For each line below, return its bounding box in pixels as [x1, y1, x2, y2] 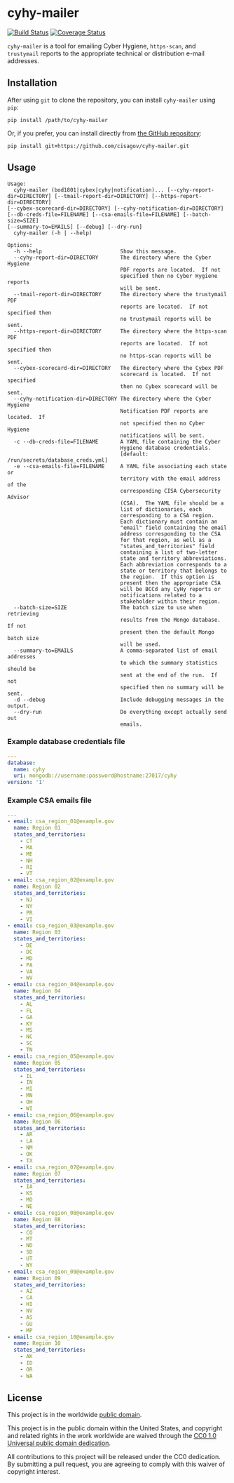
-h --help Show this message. [13, 248, 177, 255]
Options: [7, 241, 33, 248]
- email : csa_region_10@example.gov [7, 1334, 114, 1341]
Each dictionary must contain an [120, 518, 218, 525]
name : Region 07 [13, 1170, 61, 1177]
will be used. [120, 641, 161, 648]
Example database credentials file [7, 737, 125, 747]
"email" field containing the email [120, 524, 228, 531]
